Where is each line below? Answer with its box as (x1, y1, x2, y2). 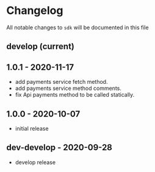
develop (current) (6, 41, 75, 52)
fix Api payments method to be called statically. (15, 91, 135, 98)
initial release (15, 125, 49, 132)
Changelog (6, 4, 63, 18)
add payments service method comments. (15, 84, 122, 92)
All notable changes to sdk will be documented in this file (6, 24, 149, 31)
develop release (15, 159, 56, 166)
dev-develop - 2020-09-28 (6, 142, 113, 153)
